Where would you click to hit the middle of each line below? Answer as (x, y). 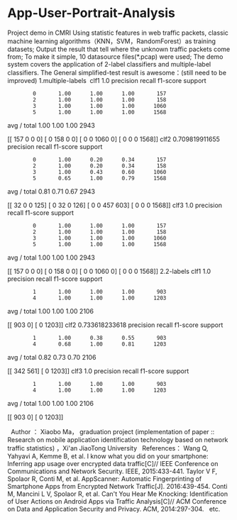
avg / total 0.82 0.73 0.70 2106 (52, 357)
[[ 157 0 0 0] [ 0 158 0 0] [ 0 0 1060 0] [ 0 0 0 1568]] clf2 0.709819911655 (114, 139)
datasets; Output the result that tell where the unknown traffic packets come (119, 49)
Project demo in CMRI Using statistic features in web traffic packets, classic (118, 33)
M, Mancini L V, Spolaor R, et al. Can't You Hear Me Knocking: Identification (118, 494)
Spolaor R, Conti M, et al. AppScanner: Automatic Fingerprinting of (105, 478)
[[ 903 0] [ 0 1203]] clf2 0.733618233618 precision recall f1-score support (115, 325)
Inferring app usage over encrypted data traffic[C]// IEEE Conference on (113, 463)
